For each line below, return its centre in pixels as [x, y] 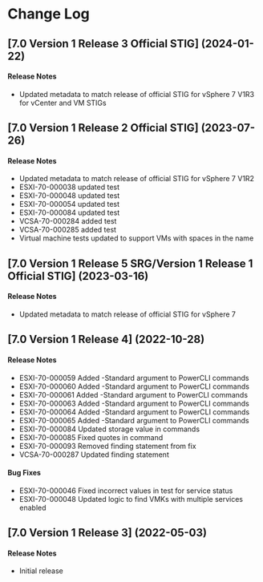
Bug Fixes [24, 473]
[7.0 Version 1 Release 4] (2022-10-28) [106, 339]
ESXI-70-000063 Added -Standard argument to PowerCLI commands [134, 403]
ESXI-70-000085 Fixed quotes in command [91, 437]
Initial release [41, 571]
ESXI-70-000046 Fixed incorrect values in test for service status [126, 491]
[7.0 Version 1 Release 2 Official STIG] [103, 128]
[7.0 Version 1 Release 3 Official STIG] [103, 44]
